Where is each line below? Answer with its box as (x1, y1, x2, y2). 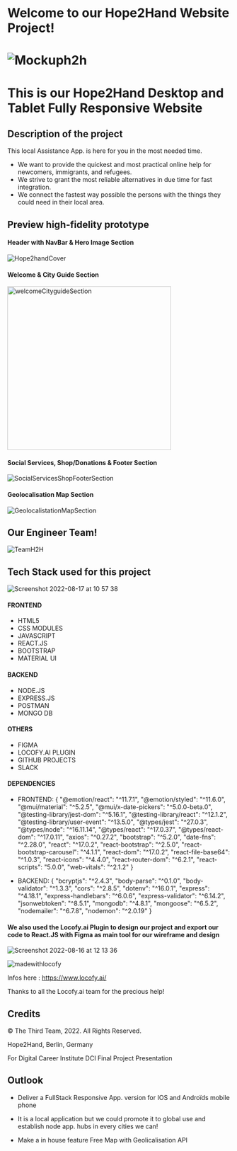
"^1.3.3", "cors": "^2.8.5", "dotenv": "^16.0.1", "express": (49, 884, 210, 893)
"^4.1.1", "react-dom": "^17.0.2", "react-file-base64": (80, 848, 230, 857)
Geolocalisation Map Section (7, 490, 94, 498)
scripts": (17, 863, 42, 871)
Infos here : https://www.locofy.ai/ (7, 973, 107, 982)
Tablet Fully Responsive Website (7, 100, 203, 116)
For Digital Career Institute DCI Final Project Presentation (7, 1054, 173, 1063)
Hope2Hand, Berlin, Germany (7, 1041, 93, 1049)
